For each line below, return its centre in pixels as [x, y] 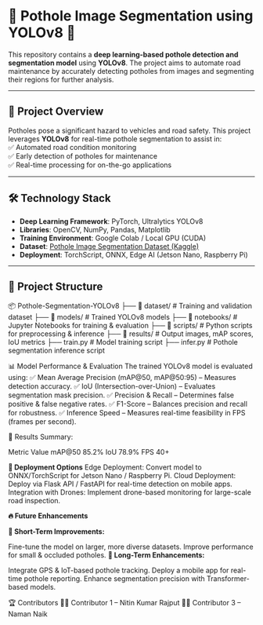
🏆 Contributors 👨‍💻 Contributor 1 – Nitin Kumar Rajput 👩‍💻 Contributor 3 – [124, 603]
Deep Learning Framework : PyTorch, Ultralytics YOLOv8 [111, 221]
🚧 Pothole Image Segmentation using [131, 16]
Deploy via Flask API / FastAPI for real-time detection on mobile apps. [120, 484]
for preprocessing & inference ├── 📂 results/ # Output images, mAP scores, [131, 334]
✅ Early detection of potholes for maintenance [83, 155]
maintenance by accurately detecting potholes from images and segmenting [131, 71]
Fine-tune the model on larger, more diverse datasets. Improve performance [131, 547]
